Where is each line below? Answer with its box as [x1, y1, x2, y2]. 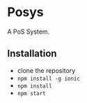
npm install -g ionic [17, 75, 80, 82]
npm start [17, 90, 47, 97]
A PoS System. [7, 27, 50, 36]
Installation [7, 48, 57, 60]
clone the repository [17, 66, 76, 74]
